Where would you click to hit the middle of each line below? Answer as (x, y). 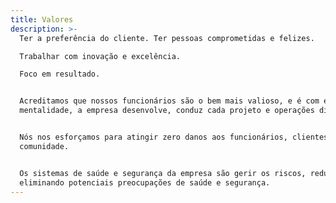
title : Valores (42, 19)
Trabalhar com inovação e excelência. (100, 56)
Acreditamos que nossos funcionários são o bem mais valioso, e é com (169, 101)
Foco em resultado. (60, 74)
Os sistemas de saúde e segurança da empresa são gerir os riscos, (163, 173)
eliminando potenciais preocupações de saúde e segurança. (145, 182)
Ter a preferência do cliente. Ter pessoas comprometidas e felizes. (167, 38)
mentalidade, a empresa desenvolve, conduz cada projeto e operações (167, 111)
